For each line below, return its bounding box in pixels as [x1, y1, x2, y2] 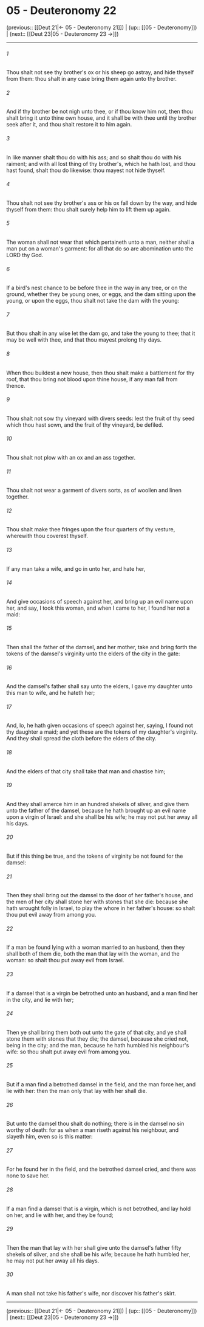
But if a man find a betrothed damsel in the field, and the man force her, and [6, 1081, 196, 1088]
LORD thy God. [6, 251, 44, 258]
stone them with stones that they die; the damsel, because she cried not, [6, 1035, 189, 1043]
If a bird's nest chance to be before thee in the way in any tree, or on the [6, 284, 188, 292]
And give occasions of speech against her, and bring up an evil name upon [6, 598, 194, 605]
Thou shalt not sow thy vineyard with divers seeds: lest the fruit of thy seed [6, 415, 195, 422]
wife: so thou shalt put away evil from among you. [6, 1048, 131, 1055]
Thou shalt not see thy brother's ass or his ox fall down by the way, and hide [6, 199, 197, 207]
